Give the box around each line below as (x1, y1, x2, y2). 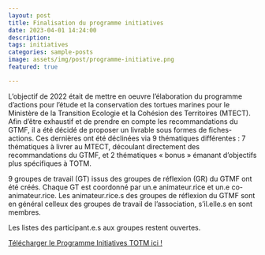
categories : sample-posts (8, 48, 93, 56)
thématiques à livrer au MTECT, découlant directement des (8, 141, 200, 151)
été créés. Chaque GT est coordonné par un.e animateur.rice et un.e (8, 182, 230, 192)
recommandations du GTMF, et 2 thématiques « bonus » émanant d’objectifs (8, 150, 257, 159)
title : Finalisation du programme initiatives (8, 19, 164, 27)
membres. (8, 207, 41, 217)
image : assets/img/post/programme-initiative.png (8, 56, 175, 64)
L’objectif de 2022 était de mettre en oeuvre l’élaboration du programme (8, 92, 243, 101)
